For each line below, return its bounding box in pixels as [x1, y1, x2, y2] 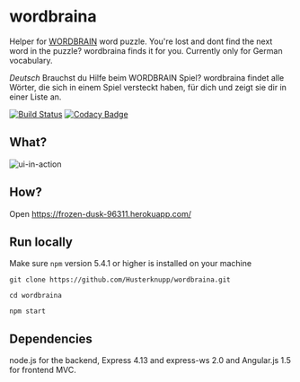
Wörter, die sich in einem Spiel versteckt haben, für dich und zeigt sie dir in [9, 82, 287, 92]
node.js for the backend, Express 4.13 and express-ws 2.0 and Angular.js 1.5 [9, 355, 292, 366]
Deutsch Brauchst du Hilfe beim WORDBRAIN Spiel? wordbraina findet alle [9, 72, 285, 82]
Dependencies [9, 331, 93, 346]
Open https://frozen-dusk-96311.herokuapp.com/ [9, 208, 191, 219]
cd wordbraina [9, 291, 63, 300]
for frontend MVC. [9, 365, 76, 376]
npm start [9, 307, 47, 316]
